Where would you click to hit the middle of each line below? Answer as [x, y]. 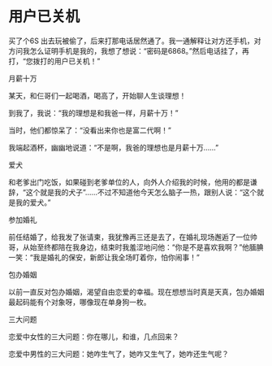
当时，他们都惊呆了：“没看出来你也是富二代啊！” [90, 130]
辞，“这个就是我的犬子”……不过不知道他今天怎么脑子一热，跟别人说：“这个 [133, 192]
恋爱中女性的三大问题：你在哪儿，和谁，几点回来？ [94, 336]
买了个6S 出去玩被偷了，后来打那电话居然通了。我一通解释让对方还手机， [131, 41]
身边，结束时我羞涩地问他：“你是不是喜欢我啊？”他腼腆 [171, 247]
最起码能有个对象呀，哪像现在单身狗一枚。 [80, 302]
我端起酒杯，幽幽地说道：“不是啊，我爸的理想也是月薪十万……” [114, 147]
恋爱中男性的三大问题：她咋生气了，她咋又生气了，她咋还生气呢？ [119, 354]
